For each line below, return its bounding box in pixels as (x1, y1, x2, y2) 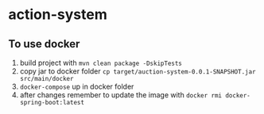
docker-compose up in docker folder (19, 82, 134, 91)
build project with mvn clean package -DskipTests (19, 58, 183, 67)
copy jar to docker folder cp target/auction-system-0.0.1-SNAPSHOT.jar (19, 66, 256, 76)
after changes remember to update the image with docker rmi (19, 90, 223, 100)
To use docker (8, 37, 80, 51)
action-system (8, 6, 107, 24)
